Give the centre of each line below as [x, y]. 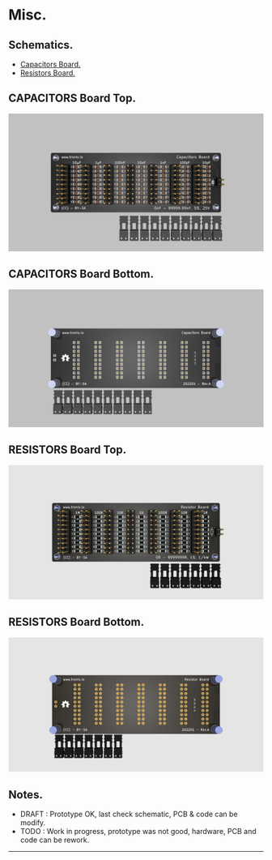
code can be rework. [55, 840]
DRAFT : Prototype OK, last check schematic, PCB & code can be [129, 814]
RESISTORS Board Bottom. [76, 622]
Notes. [25, 795]
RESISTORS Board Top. [68, 450]
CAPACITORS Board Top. [72, 98]
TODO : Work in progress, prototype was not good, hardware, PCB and [138, 831]
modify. [33, 822]
